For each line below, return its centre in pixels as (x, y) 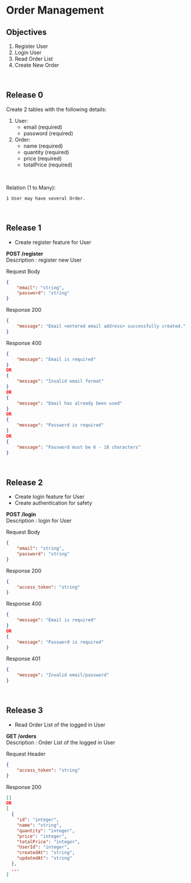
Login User (28, 53)
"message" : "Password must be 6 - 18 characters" (79, 447)
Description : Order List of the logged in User (61, 742)
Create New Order (37, 65)
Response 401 (23, 659)
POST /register (25, 253)
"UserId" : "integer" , (43, 847)
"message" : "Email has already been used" (70, 403)
